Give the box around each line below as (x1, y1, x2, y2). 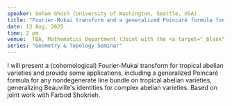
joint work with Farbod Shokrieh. (7, 91, 101, 99)
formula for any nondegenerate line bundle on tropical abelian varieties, (7, 76, 212, 84)
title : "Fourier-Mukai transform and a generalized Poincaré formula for (7, 17, 226, 24)
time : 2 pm (7, 29, 39, 37)
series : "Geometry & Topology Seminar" (7, 42, 123, 49)
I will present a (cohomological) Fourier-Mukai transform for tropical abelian (7, 62, 224, 69)
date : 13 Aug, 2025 (7, 23, 64, 30)
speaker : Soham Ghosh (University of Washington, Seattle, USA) (7, 10, 197, 17)
